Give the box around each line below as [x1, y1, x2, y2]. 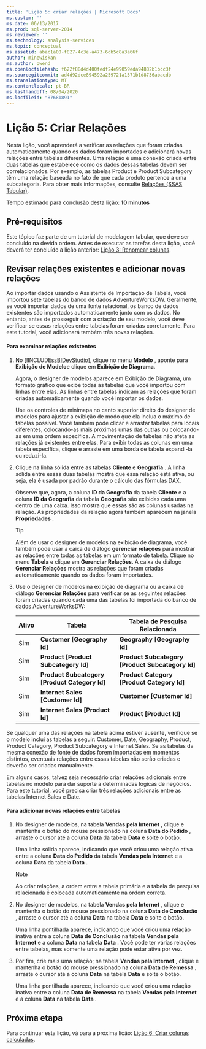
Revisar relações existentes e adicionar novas [6, 263, 186, 274]
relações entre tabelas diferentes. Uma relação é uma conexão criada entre [6, 154, 197, 161]
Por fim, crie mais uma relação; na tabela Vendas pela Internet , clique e [15, 957, 199, 964]
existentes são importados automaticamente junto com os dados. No [6, 309, 180, 317]
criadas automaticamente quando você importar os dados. [15, 394, 164, 402]
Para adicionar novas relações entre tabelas [6, 807, 121, 815]
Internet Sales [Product [40, 705, 110, 714]
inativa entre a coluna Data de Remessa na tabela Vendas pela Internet [15, 988, 197, 996]
